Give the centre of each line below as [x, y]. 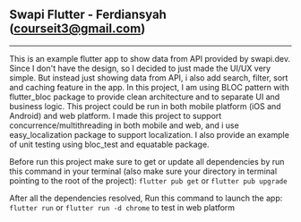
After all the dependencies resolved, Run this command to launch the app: [146, 198]
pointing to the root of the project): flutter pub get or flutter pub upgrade [149, 180]
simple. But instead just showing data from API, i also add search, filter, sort [149, 77]
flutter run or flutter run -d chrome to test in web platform [122, 207]
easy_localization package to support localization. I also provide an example [149, 134]
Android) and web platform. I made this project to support [116, 115]
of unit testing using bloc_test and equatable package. [109, 144]
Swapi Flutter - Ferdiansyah [88, 15]
